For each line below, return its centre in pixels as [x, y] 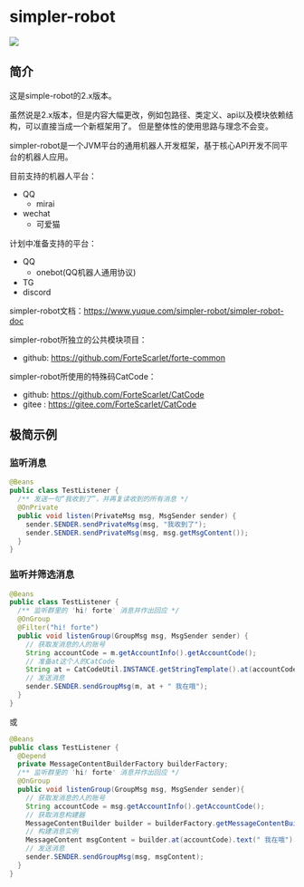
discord [37, 292]
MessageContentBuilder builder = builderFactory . [121, 823]
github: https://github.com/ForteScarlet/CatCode [114, 394]
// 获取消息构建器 [56, 815]
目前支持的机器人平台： [53, 176]
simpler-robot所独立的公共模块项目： [78, 339]
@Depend [32, 756]
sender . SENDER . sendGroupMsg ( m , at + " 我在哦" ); [117, 687]
